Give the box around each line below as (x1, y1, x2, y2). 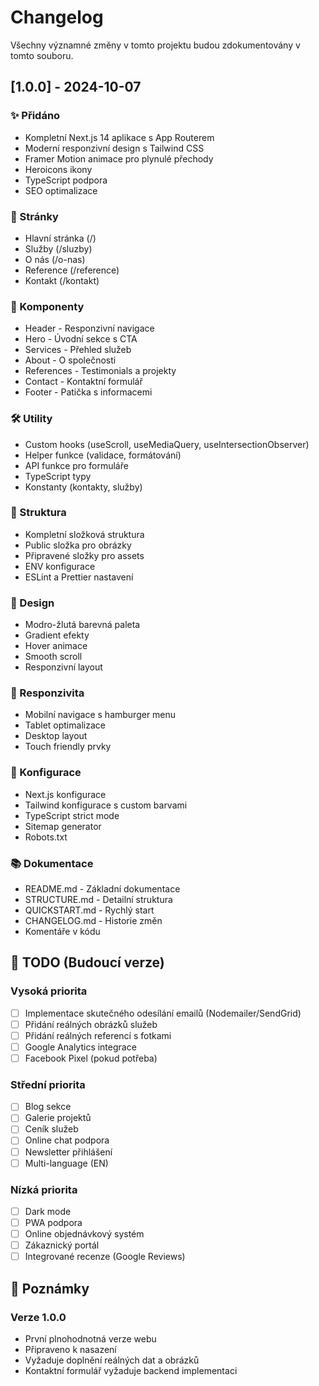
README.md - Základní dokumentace (24, 883, 181, 895)
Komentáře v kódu (24, 926, 101, 937)
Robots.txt (24, 831, 68, 843)
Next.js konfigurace (24, 788, 107, 800)
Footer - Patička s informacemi (24, 386, 153, 398)
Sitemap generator (24, 820, 102, 832)
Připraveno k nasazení (24, 1343, 117, 1355)
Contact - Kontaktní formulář (24, 376, 143, 388)
